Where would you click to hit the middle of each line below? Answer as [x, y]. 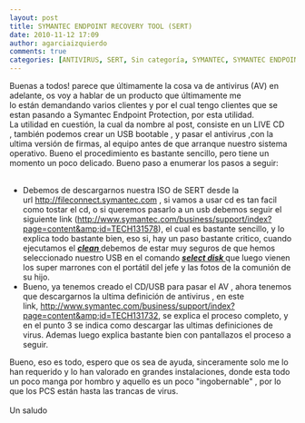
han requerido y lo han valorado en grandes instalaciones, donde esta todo [150, 372]
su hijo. [36, 277]
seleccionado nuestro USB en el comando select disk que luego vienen [156, 258]
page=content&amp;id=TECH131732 [90, 315]
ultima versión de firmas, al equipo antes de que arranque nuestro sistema [148, 143]
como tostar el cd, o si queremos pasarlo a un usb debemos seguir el [152, 209]
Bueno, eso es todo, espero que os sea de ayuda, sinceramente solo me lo [149, 362]
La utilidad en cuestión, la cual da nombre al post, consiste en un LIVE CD [147, 124]
